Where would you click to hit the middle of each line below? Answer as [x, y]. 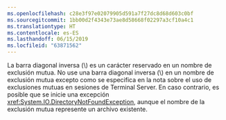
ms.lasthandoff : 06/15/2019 [48, 39]
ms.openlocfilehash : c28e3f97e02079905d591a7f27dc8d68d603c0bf [101, 13]
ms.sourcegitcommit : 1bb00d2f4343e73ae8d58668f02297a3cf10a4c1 [101, 20]
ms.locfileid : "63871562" [44, 46]
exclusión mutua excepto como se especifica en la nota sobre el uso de [110, 80]
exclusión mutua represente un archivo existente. [77, 109]
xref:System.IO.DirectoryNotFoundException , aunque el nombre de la [106, 102]
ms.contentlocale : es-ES [43, 33]
